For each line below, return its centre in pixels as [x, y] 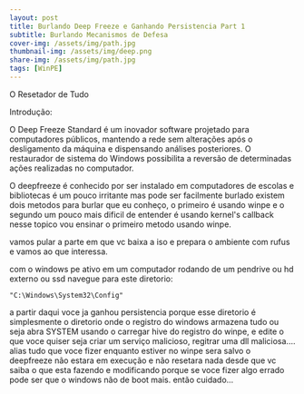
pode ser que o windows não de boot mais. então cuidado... [122, 379]
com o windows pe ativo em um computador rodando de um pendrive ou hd [152, 269]
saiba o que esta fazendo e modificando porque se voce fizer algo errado [147, 369]
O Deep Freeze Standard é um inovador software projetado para [129, 129]
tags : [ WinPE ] [36, 69]
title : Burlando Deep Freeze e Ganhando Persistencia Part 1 [127, 26]
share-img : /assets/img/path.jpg [73, 60]
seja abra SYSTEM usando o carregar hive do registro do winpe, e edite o [147, 331]
